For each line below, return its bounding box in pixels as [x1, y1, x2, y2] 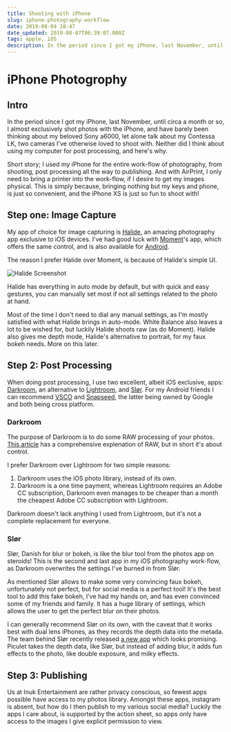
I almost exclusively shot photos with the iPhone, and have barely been [7, 125, 209, 133]
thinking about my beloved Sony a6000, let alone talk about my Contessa [7, 132, 215, 140]
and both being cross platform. [7, 400, 95, 408]
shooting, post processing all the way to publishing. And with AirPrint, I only [7, 167, 222, 176]
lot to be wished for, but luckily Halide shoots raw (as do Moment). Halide [7, 325, 216, 333]
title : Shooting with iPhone [7, 10, 91, 17]
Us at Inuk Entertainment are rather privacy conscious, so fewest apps [7, 688, 207, 696]
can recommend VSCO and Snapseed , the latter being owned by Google [7, 392, 213, 400]
